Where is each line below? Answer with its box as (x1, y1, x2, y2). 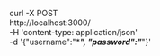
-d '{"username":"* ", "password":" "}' (9, 36, 151, 47)
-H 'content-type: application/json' (9, 27, 138, 37)
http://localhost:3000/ (9, 17, 92, 28)
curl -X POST (9, 8, 58, 18)
